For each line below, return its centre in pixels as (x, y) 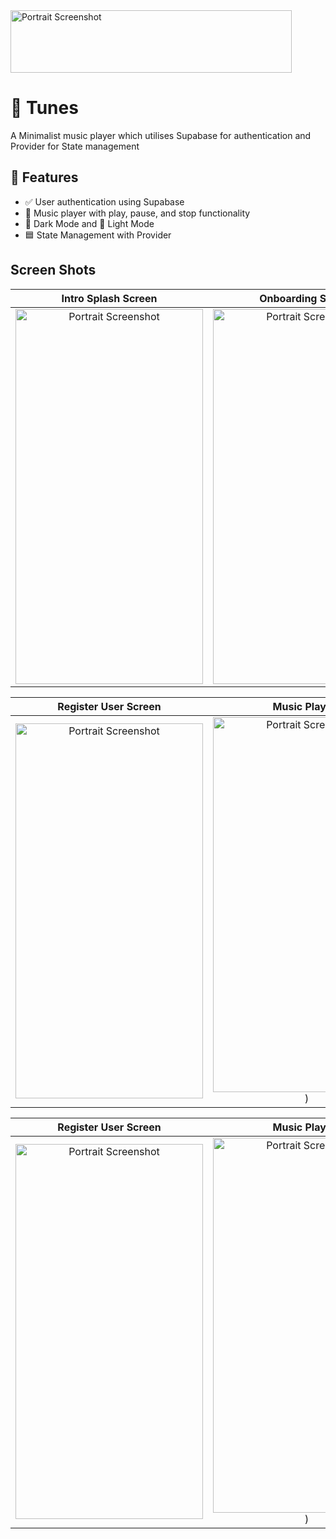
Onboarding (288, 298)
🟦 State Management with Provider (98, 235)
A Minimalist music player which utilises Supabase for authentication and (161, 135)
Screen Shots (53, 270)
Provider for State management (75, 146)
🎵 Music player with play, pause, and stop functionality (137, 213)
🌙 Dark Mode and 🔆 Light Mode (89, 223)
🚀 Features (44, 177)
